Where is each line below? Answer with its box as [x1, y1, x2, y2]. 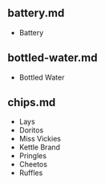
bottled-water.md [7, 51, 98, 65]
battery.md [7, 6, 65, 20]
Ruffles [18, 168, 43, 178]
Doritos [18, 125, 44, 135]
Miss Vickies [18, 134, 62, 144]
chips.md [7, 96, 56, 109]
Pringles [18, 151, 47, 161]
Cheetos [18, 160, 47, 170]
